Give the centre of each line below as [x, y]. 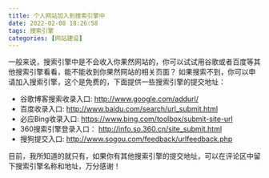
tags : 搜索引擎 [31, 30]
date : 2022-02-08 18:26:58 [53, 23]
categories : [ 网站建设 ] [45, 38]
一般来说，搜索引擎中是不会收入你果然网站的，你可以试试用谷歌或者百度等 [131, 62]
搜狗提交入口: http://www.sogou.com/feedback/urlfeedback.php [126, 139]
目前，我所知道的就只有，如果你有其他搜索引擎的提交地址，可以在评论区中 [131, 156]
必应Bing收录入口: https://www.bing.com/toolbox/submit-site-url [126, 119]
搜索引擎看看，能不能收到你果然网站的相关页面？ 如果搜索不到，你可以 [132, 72]
